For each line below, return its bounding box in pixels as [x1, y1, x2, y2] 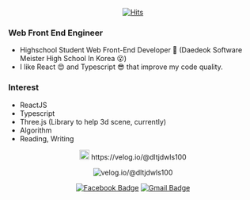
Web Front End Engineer [8, 27, 104, 38]
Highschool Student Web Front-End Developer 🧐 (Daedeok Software [19, 45, 243, 55]
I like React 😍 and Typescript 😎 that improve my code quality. [19, 62, 223, 71]
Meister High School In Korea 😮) [19, 54, 127, 63]
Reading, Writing [19, 133, 74, 143]
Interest [8, 82, 40, 93]
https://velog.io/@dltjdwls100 [90, 152, 187, 162]
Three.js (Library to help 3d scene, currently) [19, 117, 167, 126]
